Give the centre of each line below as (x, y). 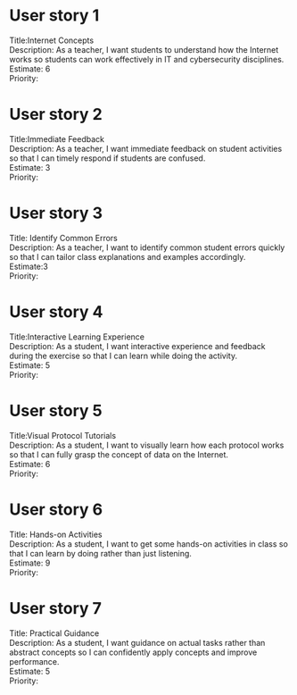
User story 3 (56, 213)
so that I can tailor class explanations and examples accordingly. (128, 256)
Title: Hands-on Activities (56, 534)
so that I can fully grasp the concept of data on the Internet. (119, 454)
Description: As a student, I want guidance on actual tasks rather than (137, 642)
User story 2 (56, 115)
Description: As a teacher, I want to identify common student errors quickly (147, 247)
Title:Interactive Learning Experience (77, 337)
